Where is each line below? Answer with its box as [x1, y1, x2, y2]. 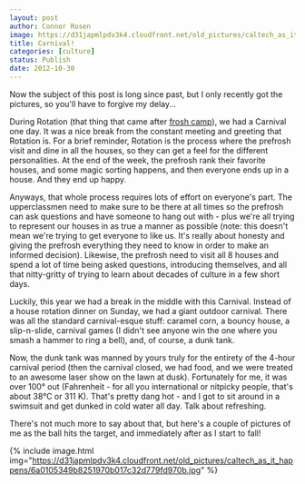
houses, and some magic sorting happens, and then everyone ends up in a [9, 164, 289, 175]
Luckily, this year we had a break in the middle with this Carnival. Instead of [9, 296, 292, 307]
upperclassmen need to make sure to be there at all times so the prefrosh [9, 201, 284, 212]
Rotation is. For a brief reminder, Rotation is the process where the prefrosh [9, 135, 291, 146]
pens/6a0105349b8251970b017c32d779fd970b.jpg [9, 464, 202, 475]
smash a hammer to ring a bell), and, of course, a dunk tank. [9, 334, 235, 345]
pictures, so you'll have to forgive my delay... [9, 98, 177, 109]
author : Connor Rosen [9, 22, 92, 31]
